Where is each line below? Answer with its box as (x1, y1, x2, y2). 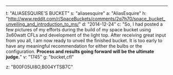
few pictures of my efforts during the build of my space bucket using (6, 27, 151, 32)
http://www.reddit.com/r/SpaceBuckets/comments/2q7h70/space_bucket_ (8, 16, 166, 22)
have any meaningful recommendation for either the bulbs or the (6, 43, 143, 49)
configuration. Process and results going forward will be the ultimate (6, 48, 155, 54)
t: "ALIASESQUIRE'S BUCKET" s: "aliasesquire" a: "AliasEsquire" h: (6, 10, 147, 16)
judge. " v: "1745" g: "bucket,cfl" (6, 54, 74, 60)
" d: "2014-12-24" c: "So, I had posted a (79, 21, 163, 27)
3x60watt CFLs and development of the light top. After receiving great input (6, 32, 166, 38)
